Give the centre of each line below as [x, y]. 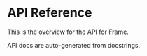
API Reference [50, 13]
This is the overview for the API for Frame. [68, 32]
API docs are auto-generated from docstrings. [74, 45]
